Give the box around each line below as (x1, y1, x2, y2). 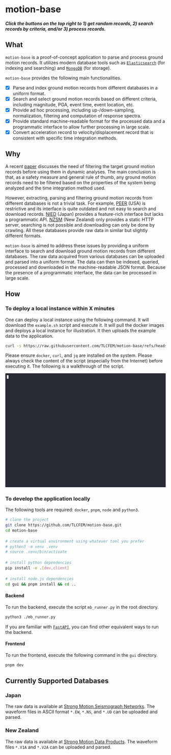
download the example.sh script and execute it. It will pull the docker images (5, 322, 164, 328)
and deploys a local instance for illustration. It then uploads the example (5, 327, 156, 333)
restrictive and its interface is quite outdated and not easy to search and (5, 205, 156, 212)
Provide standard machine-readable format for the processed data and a (12, 118, 165, 124)
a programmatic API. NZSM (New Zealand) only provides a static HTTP (5, 216, 154, 222)
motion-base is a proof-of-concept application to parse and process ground (5, 54, 163, 60)
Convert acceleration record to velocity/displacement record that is (12, 129, 154, 135)
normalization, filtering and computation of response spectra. (12, 113, 141, 119)
